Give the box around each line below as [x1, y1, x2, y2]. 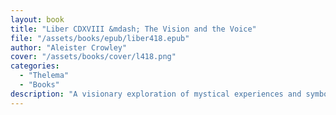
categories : [10, 61, 60, 71]
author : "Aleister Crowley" [10, 42, 128, 53]
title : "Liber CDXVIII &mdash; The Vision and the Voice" [10, 24, 257, 34]
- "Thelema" [19, 71, 70, 81]
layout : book [10, 14, 65, 25]
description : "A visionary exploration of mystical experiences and [10, 89, 302, 99]
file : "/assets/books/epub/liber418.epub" [10, 33, 190, 43]
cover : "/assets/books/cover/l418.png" [10, 52, 177, 62]
